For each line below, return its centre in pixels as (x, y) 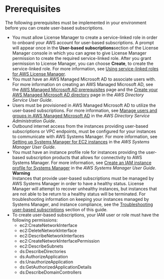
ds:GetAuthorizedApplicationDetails (56, 267)
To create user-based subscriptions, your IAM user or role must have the (85, 215)
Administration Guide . (34, 121)
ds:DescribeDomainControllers (50, 272)
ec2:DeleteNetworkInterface (48, 230)
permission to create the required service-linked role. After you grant (82, 58)
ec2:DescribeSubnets (41, 246)
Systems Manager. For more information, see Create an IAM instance (82, 163)
